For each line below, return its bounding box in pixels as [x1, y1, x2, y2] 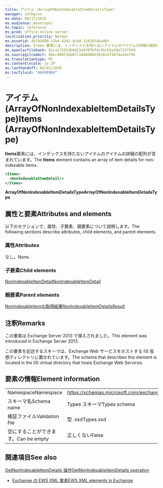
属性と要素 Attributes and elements [5, 209, 112, 218]
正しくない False [67, 432, 104, 439]
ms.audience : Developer [5, 20, 53, 26]
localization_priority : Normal [5, 34, 68, 39]
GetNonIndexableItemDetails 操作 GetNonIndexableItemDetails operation [5, 467, 149, 473]
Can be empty [16, 435, 49, 442]
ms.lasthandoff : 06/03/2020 [5, 66, 62, 71]
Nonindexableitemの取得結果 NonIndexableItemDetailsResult [5, 303, 125, 309]
